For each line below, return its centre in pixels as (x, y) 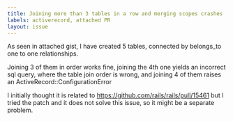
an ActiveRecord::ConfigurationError (60, 82)
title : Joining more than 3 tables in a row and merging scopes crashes (115, 14)
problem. (20, 110)
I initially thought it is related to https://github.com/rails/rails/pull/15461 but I (115, 95)
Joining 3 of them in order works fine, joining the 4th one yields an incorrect (116, 67)
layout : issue (28, 26)
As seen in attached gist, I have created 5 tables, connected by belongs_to (114, 47)
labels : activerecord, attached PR (59, 20)
